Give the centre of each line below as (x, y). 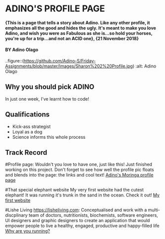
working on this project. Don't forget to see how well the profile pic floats (80, 170)
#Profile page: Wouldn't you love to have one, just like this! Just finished (79, 165)
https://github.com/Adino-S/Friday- (59, 60)
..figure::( (14, 60)
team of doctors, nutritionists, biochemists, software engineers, (94, 215)
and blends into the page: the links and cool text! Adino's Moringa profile (79, 175)
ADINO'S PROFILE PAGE (55, 9)
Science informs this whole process (49, 137)
